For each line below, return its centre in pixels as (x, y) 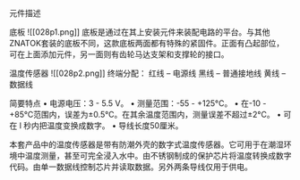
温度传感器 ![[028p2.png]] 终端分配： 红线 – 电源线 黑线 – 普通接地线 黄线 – (148, 73)
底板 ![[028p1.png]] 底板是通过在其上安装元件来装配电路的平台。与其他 (140, 32)
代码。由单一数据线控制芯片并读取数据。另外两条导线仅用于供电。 (131, 167)
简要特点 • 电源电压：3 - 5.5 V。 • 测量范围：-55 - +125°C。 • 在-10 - (138, 103)
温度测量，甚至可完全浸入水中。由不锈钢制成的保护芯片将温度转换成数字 (158, 155)
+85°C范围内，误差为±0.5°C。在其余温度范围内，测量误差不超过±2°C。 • (146, 115)
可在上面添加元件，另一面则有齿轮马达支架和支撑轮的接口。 (119, 54)
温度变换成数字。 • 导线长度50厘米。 (115, 126)
